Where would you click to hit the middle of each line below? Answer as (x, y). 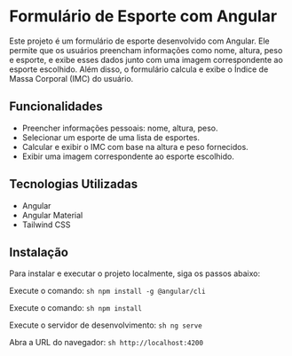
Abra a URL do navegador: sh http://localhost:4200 (107, 343)
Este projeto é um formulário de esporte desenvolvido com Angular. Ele (139, 41)
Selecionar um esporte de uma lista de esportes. (110, 137)
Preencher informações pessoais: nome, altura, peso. (120, 128)
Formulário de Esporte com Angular (143, 16)
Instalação (39, 252)
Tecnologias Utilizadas (74, 184)
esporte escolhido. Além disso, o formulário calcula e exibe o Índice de (139, 69)
